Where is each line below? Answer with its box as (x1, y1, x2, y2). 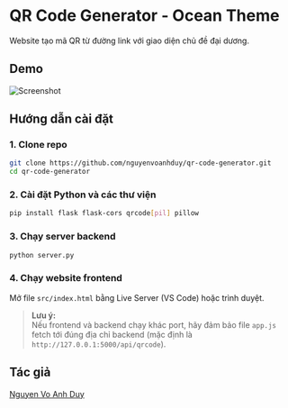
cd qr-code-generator (9, 168, 91, 177)
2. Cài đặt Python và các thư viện (9, 188, 157, 201)
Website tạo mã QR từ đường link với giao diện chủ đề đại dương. (9, 35, 250, 46)
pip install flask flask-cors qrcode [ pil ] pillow (9, 209, 200, 218)
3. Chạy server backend (9, 231, 116, 243)
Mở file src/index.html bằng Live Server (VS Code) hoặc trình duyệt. (9, 292, 265, 303)
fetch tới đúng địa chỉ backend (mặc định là (31, 329, 193, 340)
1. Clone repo (9, 139, 67, 151)
